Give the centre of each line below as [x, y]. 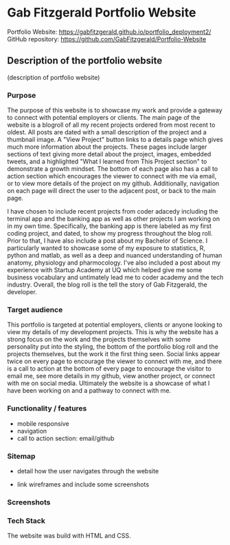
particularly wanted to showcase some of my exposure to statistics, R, [106, 248]
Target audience [35, 309]
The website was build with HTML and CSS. [69, 536]
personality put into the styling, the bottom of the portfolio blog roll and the [113, 347]
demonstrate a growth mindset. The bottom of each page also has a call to [113, 169]
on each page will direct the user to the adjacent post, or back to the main [112, 191]
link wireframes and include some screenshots [83, 484]
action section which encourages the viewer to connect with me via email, [112, 176]
